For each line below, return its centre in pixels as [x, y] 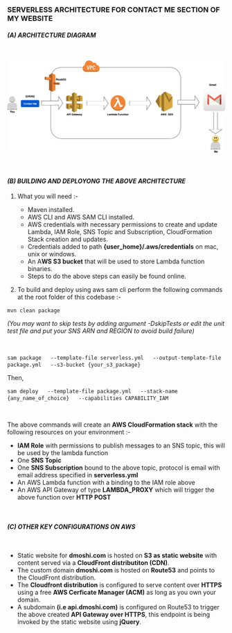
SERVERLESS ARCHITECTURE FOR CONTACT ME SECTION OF [114, 10]
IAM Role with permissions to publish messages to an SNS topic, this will [121, 445]
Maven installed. [51, 210]
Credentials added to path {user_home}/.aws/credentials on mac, [123, 247]
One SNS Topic [39, 461]
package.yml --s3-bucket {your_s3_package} [74, 365]
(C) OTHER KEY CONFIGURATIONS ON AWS [71, 527]
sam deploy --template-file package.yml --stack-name [92, 392]
